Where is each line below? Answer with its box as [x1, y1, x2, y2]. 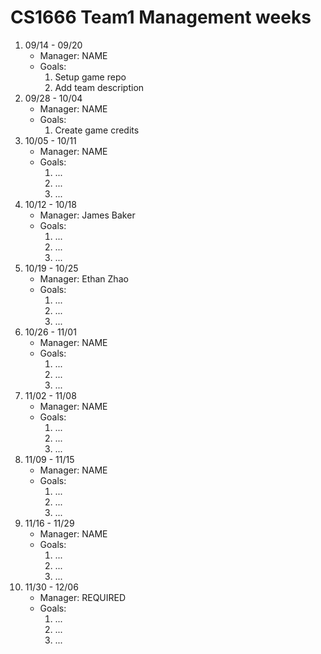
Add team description [54, 81, 145, 93]
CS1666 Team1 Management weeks [10, 6, 312, 29]
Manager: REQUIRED [39, 591, 127, 603]
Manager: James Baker [39, 209, 136, 221]
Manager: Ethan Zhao [39, 272, 129, 285]
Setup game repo [54, 71, 127, 83]
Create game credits [54, 124, 140, 136]
